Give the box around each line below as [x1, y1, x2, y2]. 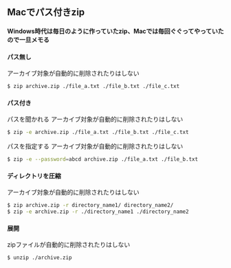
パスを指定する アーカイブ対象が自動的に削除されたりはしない [7, 142, 184, 150]
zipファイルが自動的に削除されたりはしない [7, 241, 131, 249]
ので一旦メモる [7, 35, 49, 43]
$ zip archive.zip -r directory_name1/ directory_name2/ [7, 202, 174, 209]
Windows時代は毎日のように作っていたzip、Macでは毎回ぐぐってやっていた [7, 27, 224, 35]
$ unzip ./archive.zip [7, 254, 72, 261]
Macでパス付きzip [7, 6, 85, 19]
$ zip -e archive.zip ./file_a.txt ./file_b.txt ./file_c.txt [7, 129, 189, 136]
